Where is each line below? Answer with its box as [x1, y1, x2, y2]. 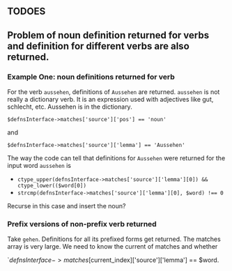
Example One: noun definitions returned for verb [7, 72, 176, 82]
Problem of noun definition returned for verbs [7, 29, 210, 41]
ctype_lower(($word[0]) [17, 183, 87, 189]
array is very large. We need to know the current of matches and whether [7, 242, 218, 251]
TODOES [7, 6, 46, 17]
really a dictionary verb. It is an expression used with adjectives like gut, [7, 95, 214, 104]
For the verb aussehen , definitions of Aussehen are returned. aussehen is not [7, 88, 220, 96]
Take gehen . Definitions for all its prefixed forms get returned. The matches [7, 235, 221, 243]
